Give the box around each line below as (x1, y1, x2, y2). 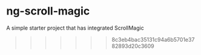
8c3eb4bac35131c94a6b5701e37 (111, 36, 195, 43)
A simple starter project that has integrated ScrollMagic (6, 24, 144, 31)
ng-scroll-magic (6, 4, 90, 18)
